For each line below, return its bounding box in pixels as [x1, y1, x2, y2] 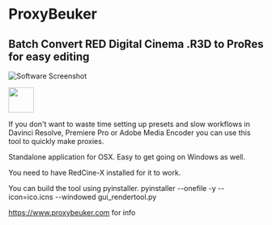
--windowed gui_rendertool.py [55, 192, 157, 202]
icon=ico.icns [8, 192, 54, 202]
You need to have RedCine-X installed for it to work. [8, 168, 181, 177]
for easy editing [8, 49, 90, 63]
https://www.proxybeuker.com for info [8, 208, 136, 217]
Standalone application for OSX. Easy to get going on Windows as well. [8, 152, 245, 162]
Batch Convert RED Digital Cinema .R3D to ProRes [8, 37, 264, 51]
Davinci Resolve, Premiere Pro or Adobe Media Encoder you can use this [8, 128, 251, 138]
